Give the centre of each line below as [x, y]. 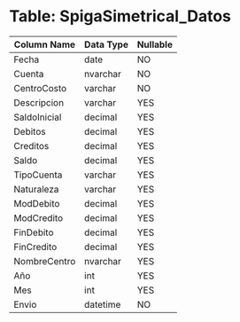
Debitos [30, 131]
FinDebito [34, 232]
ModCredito [39, 217]
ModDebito [37, 203]
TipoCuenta [38, 175]
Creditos [31, 145]
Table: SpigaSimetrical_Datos [120, 16]
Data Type [106, 44]
